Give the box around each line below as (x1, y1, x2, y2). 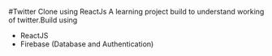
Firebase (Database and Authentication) (19, 39, 154, 49)
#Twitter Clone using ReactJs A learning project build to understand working (8, 7, 265, 16)
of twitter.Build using (8, 15, 78, 25)
